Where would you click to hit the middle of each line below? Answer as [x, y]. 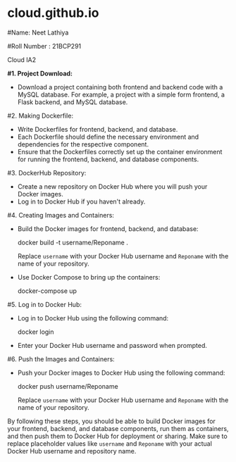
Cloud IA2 [22, 60]
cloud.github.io [53, 13]
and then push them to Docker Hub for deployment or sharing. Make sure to [117, 436]
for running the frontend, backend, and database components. [108, 159]
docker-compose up [47, 291]
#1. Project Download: [40, 73]
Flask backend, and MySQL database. [73, 102]
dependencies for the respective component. [83, 144]
